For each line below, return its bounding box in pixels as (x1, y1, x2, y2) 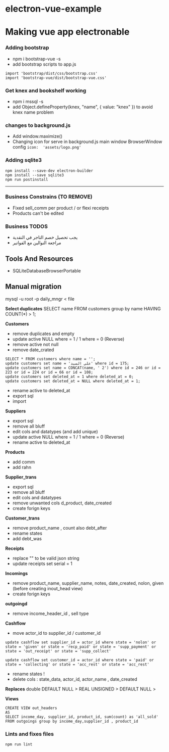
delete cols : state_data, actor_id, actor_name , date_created (12, 676, 137, 682)
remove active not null (12, 341, 59, 347)
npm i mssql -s (12, 98, 44, 104)
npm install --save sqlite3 (5, 172, 64, 177)
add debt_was (12, 535, 42, 541)
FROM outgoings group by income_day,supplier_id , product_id (5, 719, 138, 724)
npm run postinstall (5, 177, 49, 182)
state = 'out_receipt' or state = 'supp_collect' (5, 648, 112, 653)
